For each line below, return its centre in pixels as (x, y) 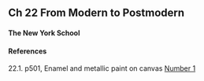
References (28, 51)
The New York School (44, 33)
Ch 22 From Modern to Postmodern (96, 13)
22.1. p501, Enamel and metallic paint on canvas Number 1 (102, 68)
